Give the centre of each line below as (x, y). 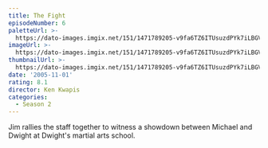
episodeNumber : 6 (37, 23)
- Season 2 (33, 104)
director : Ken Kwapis (44, 90)
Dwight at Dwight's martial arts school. (72, 135)
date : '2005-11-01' (41, 75)
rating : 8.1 (28, 82)
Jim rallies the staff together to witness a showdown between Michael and (130, 127)
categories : (28, 97)
